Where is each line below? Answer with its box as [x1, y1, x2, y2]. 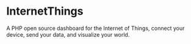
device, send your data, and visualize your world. [6, 31, 130, 38]
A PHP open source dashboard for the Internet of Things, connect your [6, 24, 185, 32]
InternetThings [6, 4, 84, 18]
